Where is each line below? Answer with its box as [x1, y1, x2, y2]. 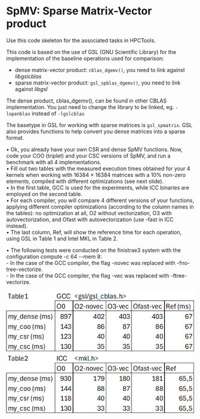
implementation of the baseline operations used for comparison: [6, 55, 164, 62]
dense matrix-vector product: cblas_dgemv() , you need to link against [14, 66, 185, 73]
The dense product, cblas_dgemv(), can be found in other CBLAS [6, 97, 167, 104]
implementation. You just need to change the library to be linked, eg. [6, 103, 174, 110]
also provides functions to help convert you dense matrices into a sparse [6, 128, 186, 135]
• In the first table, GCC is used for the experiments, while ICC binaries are [6, 184, 190, 191]
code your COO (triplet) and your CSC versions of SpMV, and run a [6, 152, 171, 159]
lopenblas [6, 111, 31, 117]
